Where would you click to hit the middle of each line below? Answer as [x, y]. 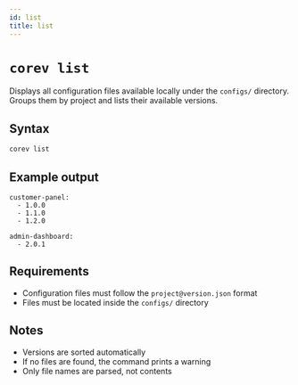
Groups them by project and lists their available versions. [114, 101]
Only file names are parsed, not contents [97, 371]
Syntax [29, 129]
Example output [54, 177]
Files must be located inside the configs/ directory [115, 302]
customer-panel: [39, 197]
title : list [31, 26]
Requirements [49, 271]
